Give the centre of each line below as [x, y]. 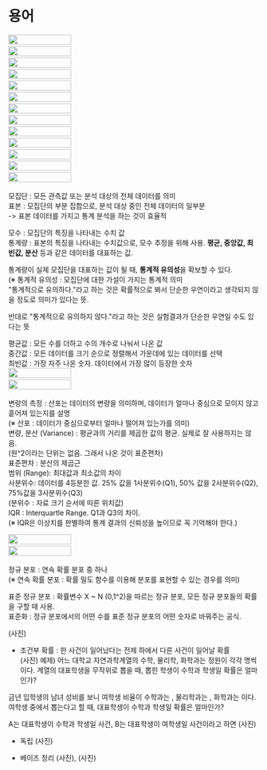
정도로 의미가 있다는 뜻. [53, 299]
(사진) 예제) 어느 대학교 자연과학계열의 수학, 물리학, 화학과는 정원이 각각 [131, 660]
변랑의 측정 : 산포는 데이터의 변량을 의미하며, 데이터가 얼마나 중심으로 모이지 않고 [133, 403]
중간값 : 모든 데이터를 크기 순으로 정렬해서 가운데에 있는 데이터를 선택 [116, 353]
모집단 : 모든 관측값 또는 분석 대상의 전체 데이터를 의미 [92, 195]
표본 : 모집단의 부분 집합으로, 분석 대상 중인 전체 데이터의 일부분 [107, 206]
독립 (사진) [36, 741]
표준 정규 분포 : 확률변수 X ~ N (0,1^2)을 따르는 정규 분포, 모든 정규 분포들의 [126, 596]
